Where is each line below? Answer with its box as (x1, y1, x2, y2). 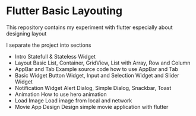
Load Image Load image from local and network (14, 96, 132, 104)
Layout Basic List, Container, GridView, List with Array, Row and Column (14, 59, 191, 66)
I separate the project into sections (6, 41, 91, 49)
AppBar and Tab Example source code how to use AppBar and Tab (14, 65, 178, 72)
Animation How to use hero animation (14, 91, 107, 98)
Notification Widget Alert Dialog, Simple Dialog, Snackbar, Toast (14, 84, 172, 91)
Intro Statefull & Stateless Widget (14, 53, 96, 60)
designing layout (6, 30, 47, 37)
